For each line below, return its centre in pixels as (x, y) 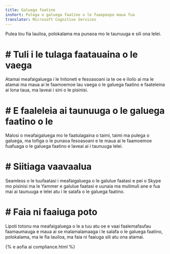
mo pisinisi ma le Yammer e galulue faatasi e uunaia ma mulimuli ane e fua (83, 186)
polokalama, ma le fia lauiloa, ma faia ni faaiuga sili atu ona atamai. (75, 237)
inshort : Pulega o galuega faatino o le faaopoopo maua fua (70, 15)
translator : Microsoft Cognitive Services (51, 19)
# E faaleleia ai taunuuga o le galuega (85, 110)
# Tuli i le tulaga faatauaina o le (72, 54)
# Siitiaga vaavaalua (48, 167)
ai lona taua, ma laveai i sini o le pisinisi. (47, 90)
